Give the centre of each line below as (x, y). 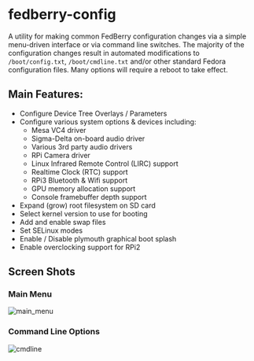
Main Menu (30, 294)
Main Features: (46, 95)
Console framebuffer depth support (89, 197)
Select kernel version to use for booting (83, 213)
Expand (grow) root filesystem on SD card (87, 205)
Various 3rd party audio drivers (82, 146)
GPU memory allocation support (83, 188)
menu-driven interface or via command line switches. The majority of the (127, 44)
